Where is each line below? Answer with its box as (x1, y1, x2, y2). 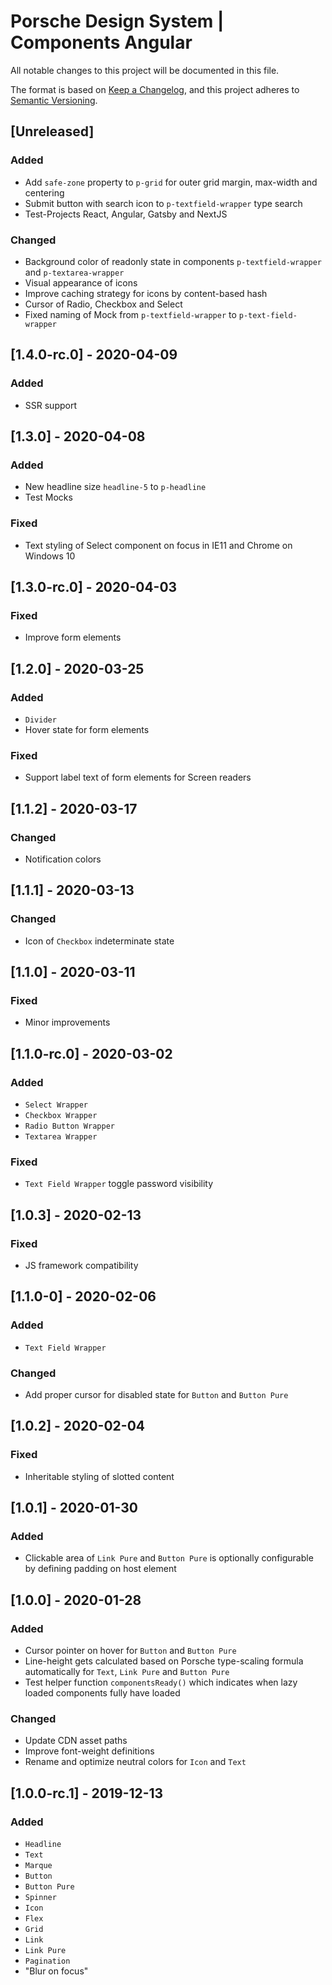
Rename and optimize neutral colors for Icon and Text (24, 1756, 247, 1768)
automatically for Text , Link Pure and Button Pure (24, 1666, 230, 1678)
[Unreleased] (10, 123, 95, 140)
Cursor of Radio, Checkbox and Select (24, 298, 183, 310)
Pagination (24, 1956, 71, 1967)
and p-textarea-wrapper (24, 266, 125, 278)
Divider (24, 715, 57, 725)
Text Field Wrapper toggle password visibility (24, 1178, 214, 1190)
